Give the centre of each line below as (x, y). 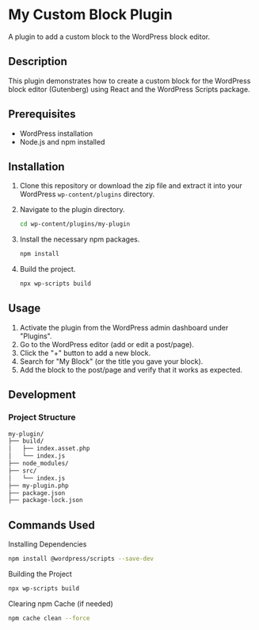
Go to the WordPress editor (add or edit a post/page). (107, 344)
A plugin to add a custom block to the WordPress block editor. (109, 37)
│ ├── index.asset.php (49, 449)
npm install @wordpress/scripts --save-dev (81, 559)
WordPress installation (56, 133)
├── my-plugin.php (38, 485)
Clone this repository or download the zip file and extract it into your (131, 186)
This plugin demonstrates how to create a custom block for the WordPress (129, 80)
